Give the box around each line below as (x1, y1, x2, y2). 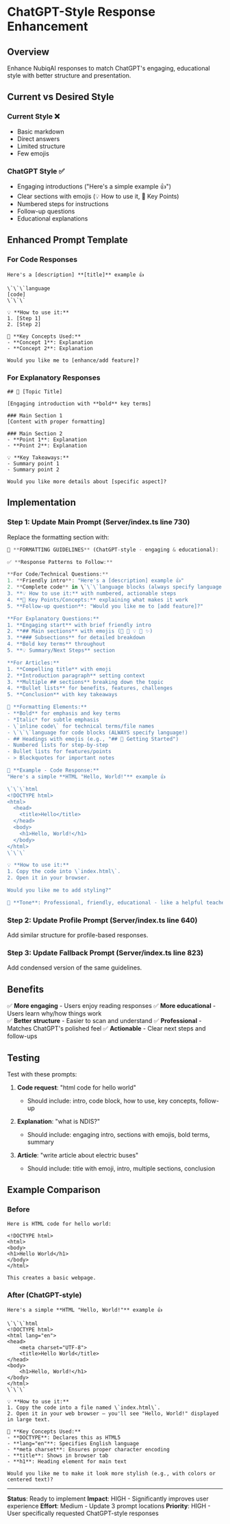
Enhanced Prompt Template (7, 234, 129, 246)
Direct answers (16, 134, 60, 143)
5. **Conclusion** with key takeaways (7, 691, 118, 698)
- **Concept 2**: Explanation (7, 345, 94, 352)
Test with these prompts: (7, 1070, 77, 1078)
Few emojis (16, 149, 49, 158)
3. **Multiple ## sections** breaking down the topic (7, 678, 164, 685)
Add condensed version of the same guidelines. (7, 963, 142, 972)
